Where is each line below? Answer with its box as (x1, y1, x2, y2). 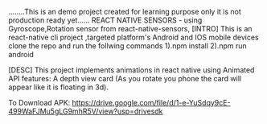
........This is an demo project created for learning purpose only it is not (8, 7, 241, 16)
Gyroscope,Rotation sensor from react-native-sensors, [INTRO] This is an (8, 24, 253, 33)
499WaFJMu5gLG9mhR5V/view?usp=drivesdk (8, 106, 163, 116)
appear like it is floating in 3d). (8, 82, 109, 92)
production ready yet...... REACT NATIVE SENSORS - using (8, 15, 203, 25)
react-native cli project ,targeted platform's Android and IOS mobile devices (8, 32, 259, 42)
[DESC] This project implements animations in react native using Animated (8, 65, 255, 75)
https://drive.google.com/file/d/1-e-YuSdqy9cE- (72, 98, 231, 107)
